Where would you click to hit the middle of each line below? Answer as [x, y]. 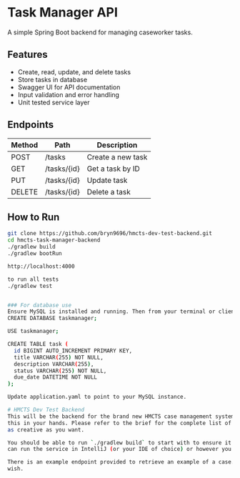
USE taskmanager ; [33, 332]
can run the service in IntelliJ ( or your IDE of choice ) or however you [120, 449]
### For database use [40, 305]
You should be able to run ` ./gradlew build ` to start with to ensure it [120, 443]
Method [25, 145]
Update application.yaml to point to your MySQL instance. [97, 397]
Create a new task [117, 156]
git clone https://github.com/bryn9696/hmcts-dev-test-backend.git [110, 234]
